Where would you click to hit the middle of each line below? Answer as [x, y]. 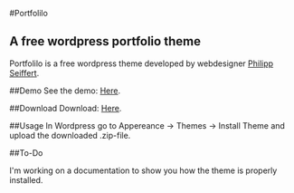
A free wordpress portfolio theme [105, 41]
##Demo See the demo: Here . [65, 91]
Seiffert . [24, 72]
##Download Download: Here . [66, 108]
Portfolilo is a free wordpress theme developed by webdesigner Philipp [142, 63]
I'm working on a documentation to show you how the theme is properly [143, 170]
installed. [26, 179]
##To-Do [26, 152]
